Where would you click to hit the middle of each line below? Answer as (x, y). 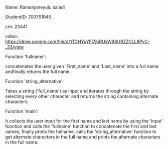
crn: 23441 (16, 26)
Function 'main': (22, 111)
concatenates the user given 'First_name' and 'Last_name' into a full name (82, 66)
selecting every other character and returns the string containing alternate (82, 96)
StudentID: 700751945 (28, 17)
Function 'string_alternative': (35, 81)
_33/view (15, 47)
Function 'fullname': (26, 56)
